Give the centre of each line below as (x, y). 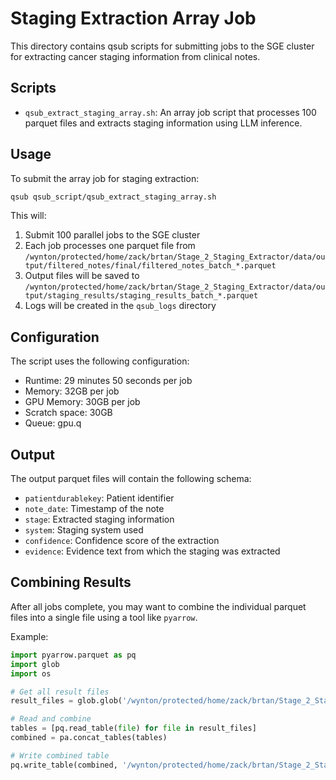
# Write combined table (60, 755)
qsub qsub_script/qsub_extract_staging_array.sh (113, 197)
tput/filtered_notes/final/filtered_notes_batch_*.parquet (150, 266)
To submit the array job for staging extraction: (105, 178)
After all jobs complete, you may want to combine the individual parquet (158, 606)
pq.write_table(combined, (64, 765)
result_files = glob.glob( (66, 701)
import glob (35, 664)
